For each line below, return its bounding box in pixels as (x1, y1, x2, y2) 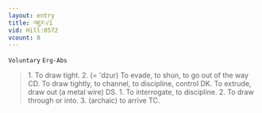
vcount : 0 (8, 33, 41, 42)
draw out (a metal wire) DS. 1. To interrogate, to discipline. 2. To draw (27, 88, 254, 97)
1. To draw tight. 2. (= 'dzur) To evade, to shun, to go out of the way (27, 70, 249, 80)
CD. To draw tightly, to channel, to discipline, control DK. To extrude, (27, 79, 252, 89)
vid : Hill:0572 (8, 26, 59, 34)
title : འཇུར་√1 (8, 19, 53, 27)
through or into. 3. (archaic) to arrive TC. (27, 96, 160, 105)
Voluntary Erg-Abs (8, 57, 67, 65)
